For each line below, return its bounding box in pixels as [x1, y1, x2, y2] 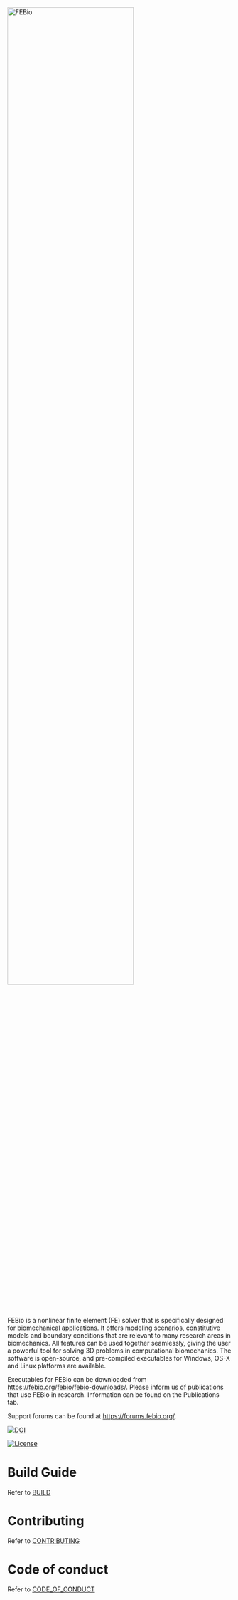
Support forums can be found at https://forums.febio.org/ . [7, 1412, 177, 1420]
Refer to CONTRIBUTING [7, 1536, 80, 1545]
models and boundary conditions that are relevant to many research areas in [7, 1331, 231, 1339]
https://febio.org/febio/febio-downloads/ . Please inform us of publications [7, 1383, 224, 1391]
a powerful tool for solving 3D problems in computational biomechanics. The [7, 1346, 232, 1355]
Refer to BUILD [7, 1487, 51, 1496]
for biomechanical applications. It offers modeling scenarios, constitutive [7, 1323, 220, 1332]
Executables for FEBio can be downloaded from [7, 1376, 147, 1383]
